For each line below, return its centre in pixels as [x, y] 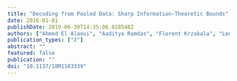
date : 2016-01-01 [33, 20]
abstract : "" [26, 46]
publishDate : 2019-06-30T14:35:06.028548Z [71, 27]
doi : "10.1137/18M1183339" [47, 66]
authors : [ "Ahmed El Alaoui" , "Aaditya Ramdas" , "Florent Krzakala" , [112, 33]
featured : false [31, 54]
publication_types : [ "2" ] [45, 40]
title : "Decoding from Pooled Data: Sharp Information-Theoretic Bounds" [118, 14]
